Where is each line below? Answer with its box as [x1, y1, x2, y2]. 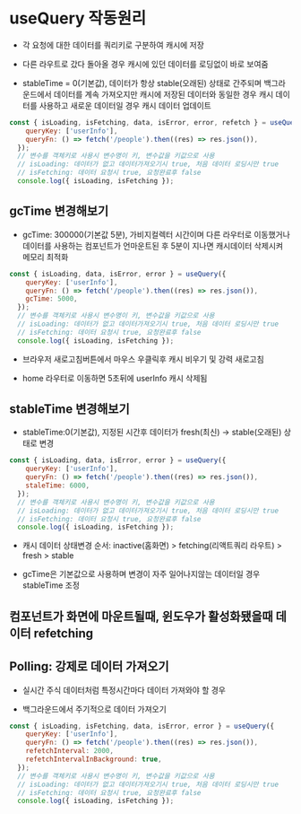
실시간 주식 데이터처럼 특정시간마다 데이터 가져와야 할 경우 [21, 684, 227, 696]
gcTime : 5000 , [25, 294, 78, 303]
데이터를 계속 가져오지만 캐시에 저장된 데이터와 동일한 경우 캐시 [53, 89, 274, 100]
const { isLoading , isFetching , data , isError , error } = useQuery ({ [9, 722, 275, 731]
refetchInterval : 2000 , [25, 747, 115, 756]
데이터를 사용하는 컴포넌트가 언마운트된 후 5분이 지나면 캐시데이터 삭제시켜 [21, 240, 284, 251]
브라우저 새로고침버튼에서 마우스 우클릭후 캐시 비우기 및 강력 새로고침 [21, 354, 264, 364]
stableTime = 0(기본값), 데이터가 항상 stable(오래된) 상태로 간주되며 [21, 77, 262, 88]
